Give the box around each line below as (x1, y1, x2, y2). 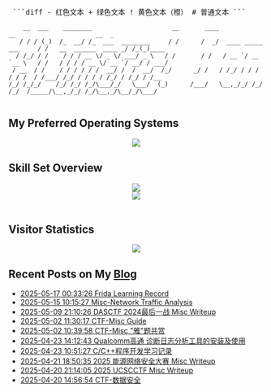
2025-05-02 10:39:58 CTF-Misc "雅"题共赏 (19, 326, 166, 336)
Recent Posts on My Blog (8, 267, 138, 281)
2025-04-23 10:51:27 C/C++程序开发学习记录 (19, 346, 173, 356)
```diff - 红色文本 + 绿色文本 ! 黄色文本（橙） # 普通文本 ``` (12, 7, 247, 16)
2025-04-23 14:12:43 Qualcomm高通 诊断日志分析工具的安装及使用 (19, 336, 246, 346)
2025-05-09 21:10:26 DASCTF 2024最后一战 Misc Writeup (19, 307, 217, 317)
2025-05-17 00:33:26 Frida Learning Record (19, 289, 169, 298)
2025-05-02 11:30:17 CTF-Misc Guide (19, 316, 148, 326)
